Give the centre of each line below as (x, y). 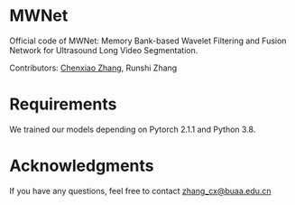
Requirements (63, 104)
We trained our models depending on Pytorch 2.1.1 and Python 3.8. (133, 129)
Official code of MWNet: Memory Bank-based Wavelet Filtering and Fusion (148, 41)
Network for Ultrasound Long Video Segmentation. (104, 50)
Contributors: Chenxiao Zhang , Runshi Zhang (93, 68)
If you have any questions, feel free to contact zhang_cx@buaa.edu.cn (141, 191)
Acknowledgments (82, 166)
